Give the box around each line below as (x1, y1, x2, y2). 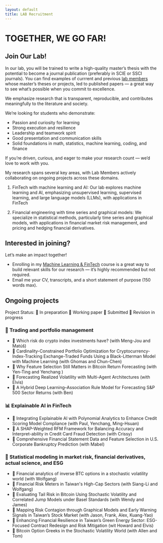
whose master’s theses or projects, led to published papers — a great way (5, 81, 154, 87)
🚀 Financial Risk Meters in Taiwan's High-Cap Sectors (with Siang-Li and (12, 481, 158, 487)
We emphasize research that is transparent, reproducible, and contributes (5, 95, 153, 101)
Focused (12, 522, 30, 528)
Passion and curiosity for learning (12, 119, 80, 125)
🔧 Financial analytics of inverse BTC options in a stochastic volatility (12, 471, 148, 477)
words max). (12, 282, 37, 288)
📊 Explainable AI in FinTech (5, 402, 72, 409)
